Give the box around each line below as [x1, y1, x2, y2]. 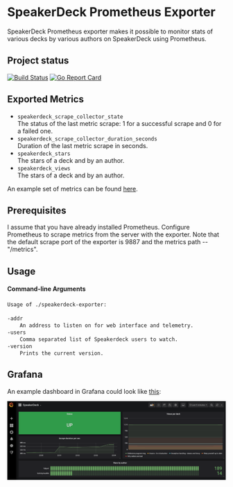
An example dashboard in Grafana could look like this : [7, 387, 162, 395]
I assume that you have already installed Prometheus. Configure [7, 223, 190, 232]
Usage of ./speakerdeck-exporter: [7, 301, 107, 308]
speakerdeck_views [17, 165, 71, 172]
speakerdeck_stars [17, 150, 71, 157]
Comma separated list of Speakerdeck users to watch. [19, 335, 178, 343]
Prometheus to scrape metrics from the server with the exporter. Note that [7, 230, 220, 239]
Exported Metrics [7, 93, 85, 105]
